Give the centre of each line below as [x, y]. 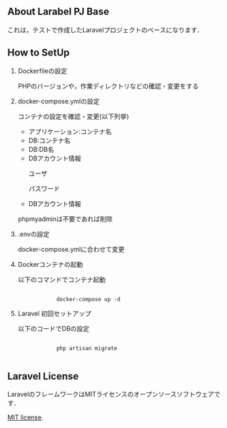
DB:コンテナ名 [49, 140]
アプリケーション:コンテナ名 [70, 131]
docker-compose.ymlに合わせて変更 [71, 249]
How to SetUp [39, 53]
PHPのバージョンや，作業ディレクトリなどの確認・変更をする [108, 86]
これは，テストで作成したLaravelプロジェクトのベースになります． [105, 30]
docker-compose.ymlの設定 [59, 101]
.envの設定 [34, 234]
